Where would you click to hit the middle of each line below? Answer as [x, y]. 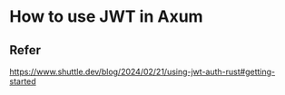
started [23, 81]
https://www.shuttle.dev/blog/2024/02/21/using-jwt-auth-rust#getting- [142, 71]
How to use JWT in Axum [106, 17]
